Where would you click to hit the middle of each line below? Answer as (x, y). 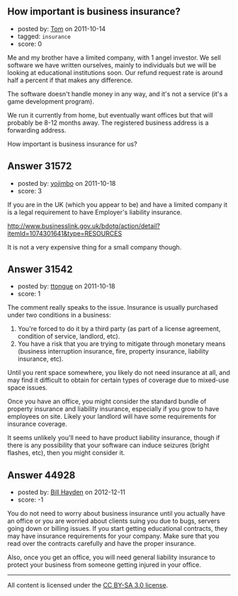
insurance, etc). (40, 359)
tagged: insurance (44, 36)
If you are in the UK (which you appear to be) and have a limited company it (118, 204)
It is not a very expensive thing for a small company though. (95, 247)
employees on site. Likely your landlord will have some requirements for (112, 417)
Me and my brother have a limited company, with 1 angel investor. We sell (114, 57)
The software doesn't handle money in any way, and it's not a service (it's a (118, 94)
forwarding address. (37, 130)
